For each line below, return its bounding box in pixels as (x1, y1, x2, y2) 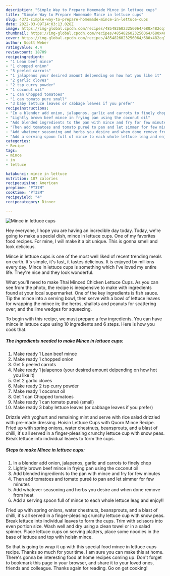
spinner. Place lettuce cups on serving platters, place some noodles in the (6, 528, 159, 535)
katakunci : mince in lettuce (6, 171, 67, 177)
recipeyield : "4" (6, 195, 42, 200)
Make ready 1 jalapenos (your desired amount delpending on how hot (13, 367, 157, 373)
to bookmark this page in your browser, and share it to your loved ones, (6, 559, 154, 565)
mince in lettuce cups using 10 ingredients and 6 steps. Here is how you (6, 321, 155, 327)
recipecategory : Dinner (6, 199, 56, 204)
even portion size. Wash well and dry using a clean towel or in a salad (6, 523, 150, 529)
